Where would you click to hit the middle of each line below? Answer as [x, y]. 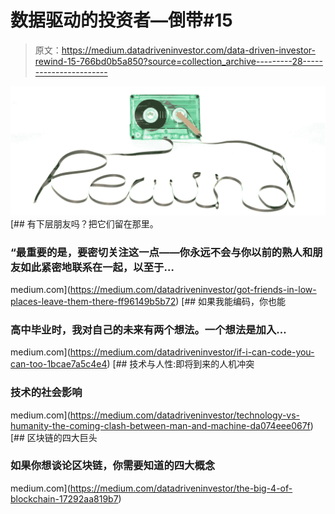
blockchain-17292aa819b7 [64, 498]
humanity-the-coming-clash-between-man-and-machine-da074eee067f [160, 425]
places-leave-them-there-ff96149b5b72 [93, 301]
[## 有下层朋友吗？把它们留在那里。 [84, 223]
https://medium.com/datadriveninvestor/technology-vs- [185, 415]
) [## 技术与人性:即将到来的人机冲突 [180, 364]
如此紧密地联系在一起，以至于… [97, 267]
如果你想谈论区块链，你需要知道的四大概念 [113, 466]
